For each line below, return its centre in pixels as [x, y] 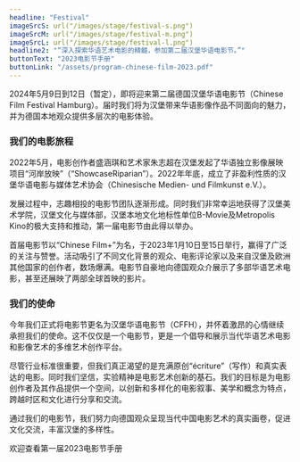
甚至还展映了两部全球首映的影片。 [87, 278]
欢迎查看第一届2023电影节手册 [66, 449]
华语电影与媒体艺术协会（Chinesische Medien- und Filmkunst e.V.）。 [144, 185]
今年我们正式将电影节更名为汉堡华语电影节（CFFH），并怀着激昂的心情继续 [147, 325]
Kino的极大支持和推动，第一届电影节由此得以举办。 [104, 226]
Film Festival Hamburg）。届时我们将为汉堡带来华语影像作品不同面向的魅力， [150, 104]
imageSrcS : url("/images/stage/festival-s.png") [101, 26]
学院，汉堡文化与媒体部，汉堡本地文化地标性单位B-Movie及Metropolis [146, 215]
